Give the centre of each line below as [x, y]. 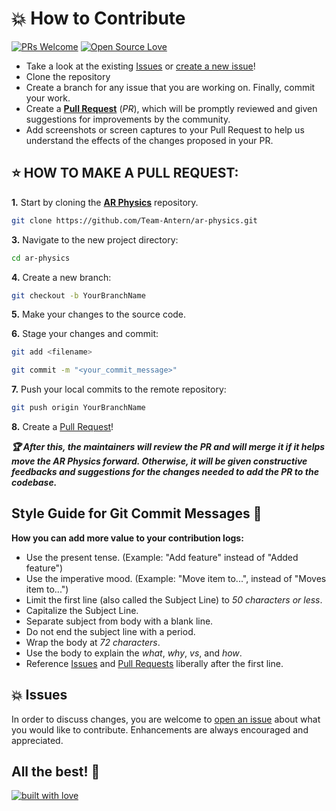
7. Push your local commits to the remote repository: [119, 389]
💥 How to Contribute [98, 18]
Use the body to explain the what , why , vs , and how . [134, 653]
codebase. [34, 482]
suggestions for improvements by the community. [128, 119]
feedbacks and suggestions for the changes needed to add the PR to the [165, 471]
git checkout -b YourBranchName [78, 295]
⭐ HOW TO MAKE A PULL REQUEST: [125, 173]
